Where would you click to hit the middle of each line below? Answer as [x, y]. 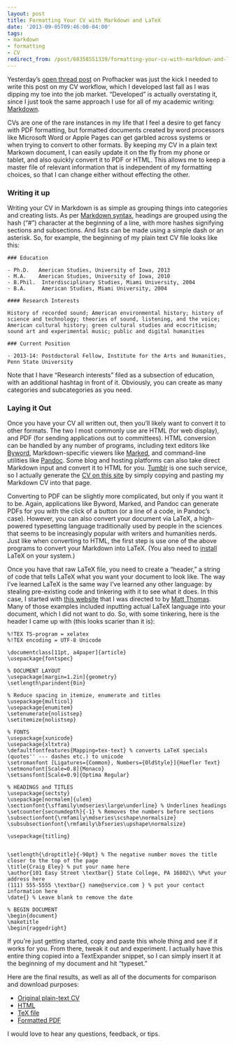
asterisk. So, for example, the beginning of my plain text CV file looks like [113, 238]
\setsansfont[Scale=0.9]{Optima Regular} [69, 775]
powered [20, 526]
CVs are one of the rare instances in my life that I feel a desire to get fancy [114, 122]
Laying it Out [29, 408]
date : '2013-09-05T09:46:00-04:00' [59, 27]
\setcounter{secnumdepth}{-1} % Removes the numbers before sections [111, 812]
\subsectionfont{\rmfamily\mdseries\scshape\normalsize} [92, 818]
